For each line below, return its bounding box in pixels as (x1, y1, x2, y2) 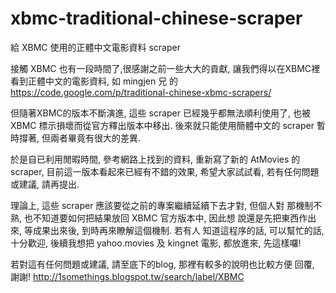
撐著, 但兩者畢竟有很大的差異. (18, 132, 142, 144)
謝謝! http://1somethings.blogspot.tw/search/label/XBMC (10, 270, 245, 282)
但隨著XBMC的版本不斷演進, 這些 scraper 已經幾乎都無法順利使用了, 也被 (10, 107, 311, 119)
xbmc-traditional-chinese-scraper (10, 7, 303, 30)
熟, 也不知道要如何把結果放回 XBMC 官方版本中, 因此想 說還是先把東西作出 (10, 212, 317, 224)
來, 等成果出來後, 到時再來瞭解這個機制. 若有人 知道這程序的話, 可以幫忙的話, (10, 224, 325, 236)
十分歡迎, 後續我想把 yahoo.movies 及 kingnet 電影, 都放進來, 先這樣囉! (10, 237, 302, 249)
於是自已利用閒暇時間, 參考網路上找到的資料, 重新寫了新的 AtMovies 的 (10, 153, 301, 165)
